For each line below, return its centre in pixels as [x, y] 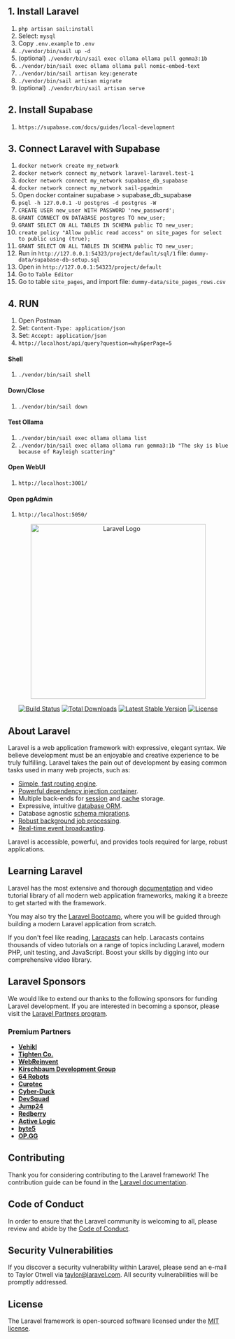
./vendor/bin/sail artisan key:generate [78, 73]
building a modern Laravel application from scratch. [82, 923]
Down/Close [26, 390]
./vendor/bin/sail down [53, 406]
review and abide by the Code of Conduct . [69, 1228]
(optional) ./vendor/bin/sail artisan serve [81, 87]
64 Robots [34, 1076]
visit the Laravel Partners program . [58, 1013]
